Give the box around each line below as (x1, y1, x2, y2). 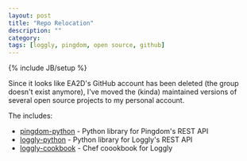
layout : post (8, 11, 52, 20)
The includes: (8, 111, 53, 120)
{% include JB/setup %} (8, 63, 87, 73)
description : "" (8, 26, 62, 34)
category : (8, 33, 41, 42)
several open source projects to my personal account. (8, 96, 185, 105)
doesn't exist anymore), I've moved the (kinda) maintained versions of (8, 87, 237, 96)
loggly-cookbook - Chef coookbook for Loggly (19, 143, 173, 153)
